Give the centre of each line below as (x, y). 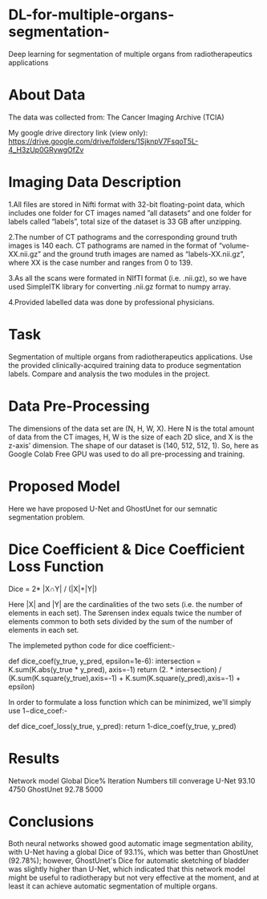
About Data (47, 95)
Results (34, 758)
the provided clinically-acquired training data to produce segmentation (125, 365)
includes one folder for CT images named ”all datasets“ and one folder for (130, 213)
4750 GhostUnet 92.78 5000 (56, 789)
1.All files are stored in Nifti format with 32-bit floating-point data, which (127, 204)
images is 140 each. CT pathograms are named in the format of (113, 245)
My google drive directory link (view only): (78, 132)
